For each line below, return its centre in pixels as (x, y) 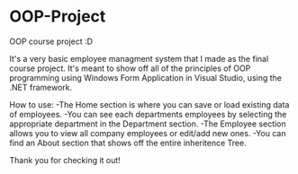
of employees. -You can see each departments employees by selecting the (148, 114)
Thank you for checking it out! (65, 160)
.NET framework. (41, 87)
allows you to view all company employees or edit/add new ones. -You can (148, 133)
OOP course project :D (51, 41)
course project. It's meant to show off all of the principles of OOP (130, 68)
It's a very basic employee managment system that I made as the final (139, 58)
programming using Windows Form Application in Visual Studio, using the (145, 77)
